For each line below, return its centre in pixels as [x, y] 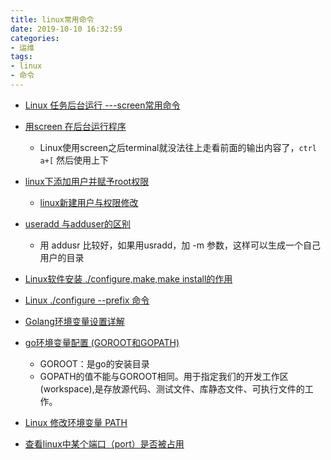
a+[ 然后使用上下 [74, 160]
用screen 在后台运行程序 [75, 126]
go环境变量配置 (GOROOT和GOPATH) [102, 342]
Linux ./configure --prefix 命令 [87, 300]
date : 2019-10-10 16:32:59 [66, 29]
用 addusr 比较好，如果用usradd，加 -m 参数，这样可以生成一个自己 [180, 245]
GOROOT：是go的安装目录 [94, 363]
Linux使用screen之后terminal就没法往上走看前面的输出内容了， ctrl [178, 147]
